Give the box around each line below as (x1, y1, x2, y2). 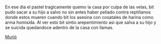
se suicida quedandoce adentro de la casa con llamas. (5, 25, 114, 30)
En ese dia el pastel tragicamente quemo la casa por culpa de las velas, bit (5, 4, 154, 10)
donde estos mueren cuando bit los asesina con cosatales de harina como (5, 15, 154, 20)
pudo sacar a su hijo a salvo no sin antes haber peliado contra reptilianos (5, 9, 151, 15)
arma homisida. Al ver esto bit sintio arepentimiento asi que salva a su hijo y (5, 19, 157, 25)
